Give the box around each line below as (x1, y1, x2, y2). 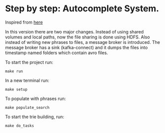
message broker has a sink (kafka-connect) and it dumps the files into (5, 44, 148, 50)
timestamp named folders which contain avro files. (5, 50, 108, 56)
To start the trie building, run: (5, 114, 64, 120)
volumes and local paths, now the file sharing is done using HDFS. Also (5, 34, 150, 40)
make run (5, 68, 23, 74)
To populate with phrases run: (5, 96, 66, 101)
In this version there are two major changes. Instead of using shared (5, 29, 144, 34)
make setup (5, 87, 28, 92)
